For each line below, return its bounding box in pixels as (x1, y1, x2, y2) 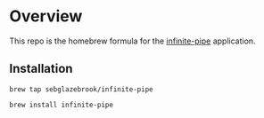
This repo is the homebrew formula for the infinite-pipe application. (9, 35, 256, 46)
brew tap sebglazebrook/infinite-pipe (9, 84, 153, 94)
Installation (9, 61, 73, 76)
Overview (9, 6, 83, 27)
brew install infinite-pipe (9, 100, 114, 109)
